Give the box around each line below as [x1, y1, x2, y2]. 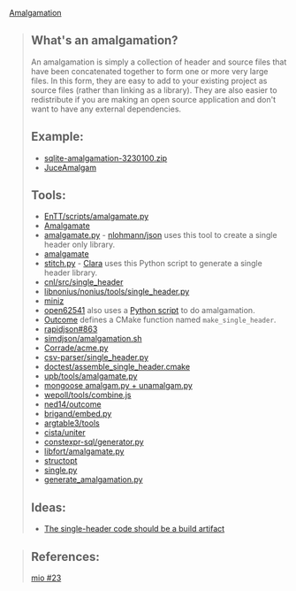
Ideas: [30, 500, 66, 515]
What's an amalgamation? [30, 33, 178, 48]
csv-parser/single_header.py [43, 352, 148, 363]
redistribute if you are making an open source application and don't [30, 94, 277, 104]
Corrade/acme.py [43, 342, 109, 353]
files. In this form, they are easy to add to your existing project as [30, 75, 268, 86]
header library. [43, 267, 98, 278]
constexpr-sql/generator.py [43, 437, 144, 448]
